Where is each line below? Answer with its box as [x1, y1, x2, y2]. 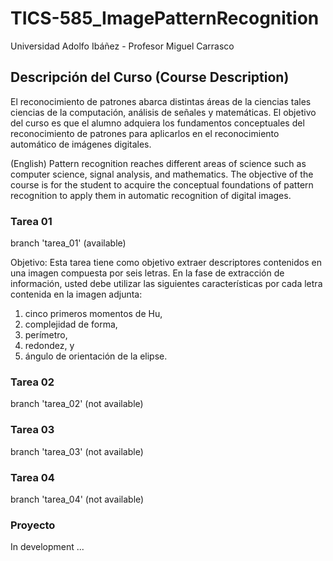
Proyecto [10, 518, 56, 532]
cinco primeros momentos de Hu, [24, 308, 163, 320]
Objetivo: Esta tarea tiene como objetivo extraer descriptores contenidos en [10, 257, 322, 269]
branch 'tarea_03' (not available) [10, 445, 144, 457]
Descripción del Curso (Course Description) [10, 69, 290, 86]
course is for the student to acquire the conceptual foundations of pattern [10, 178, 314, 191]
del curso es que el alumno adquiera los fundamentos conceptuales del [10, 117, 305, 129]
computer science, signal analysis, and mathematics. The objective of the [10, 168, 314, 180]
